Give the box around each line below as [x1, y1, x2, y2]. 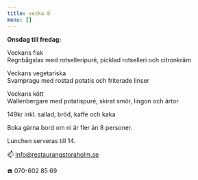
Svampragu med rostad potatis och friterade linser [7, 76, 149, 84]
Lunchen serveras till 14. [7, 136, 76, 144]
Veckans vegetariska [7, 69, 66, 77]
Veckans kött [7, 90, 45, 98]
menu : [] [7, 16, 32, 23]
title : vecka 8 [7, 10, 51, 17]
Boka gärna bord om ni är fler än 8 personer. [7, 123, 133, 131]
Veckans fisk [7, 49, 43, 57]
